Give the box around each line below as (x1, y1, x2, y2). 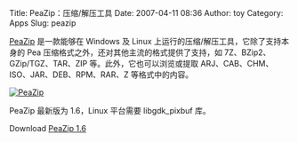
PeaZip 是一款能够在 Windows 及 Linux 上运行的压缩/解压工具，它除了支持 (9, 36, 282, 46)
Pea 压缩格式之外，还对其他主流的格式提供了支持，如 (26, 47, 222, 58)
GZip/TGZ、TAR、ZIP (9, 59, 88, 68)
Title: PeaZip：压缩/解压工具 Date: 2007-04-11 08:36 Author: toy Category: (9, 8, 284, 18)
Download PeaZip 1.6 (9, 123, 87, 133)
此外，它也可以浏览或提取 (105, 59, 199, 68)
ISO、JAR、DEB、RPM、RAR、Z (9, 69, 129, 80)
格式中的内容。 (138, 69, 194, 80)
